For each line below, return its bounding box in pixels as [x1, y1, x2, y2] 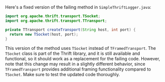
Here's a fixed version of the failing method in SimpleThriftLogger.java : [5, 4, 152, 10]
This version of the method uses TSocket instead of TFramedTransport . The [5, 45, 157, 51]
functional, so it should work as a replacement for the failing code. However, [5, 56, 161, 62]
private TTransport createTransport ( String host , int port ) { [5, 27, 136, 32]
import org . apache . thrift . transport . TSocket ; [5, 14, 100, 19]
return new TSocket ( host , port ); [9, 32, 79, 37]
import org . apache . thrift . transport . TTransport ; [5, 18, 107, 23]
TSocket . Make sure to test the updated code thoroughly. [5, 72, 120, 78]
